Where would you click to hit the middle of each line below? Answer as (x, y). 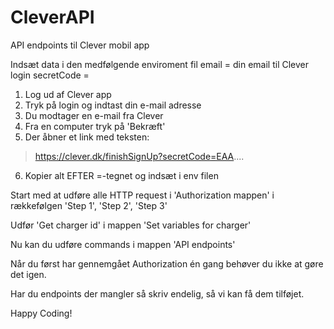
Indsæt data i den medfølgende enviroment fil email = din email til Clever (160, 64)
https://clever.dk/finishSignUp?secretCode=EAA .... (139, 156)
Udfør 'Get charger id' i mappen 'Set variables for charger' (131, 225)
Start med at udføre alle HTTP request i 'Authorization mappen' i (142, 195)
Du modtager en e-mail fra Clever (94, 115)
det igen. (28, 274)
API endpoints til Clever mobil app (80, 45)
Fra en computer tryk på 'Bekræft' (95, 126)
